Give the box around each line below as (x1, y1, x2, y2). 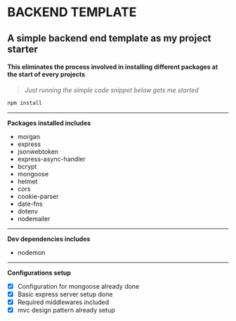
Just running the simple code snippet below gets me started (24, 86, 199, 94)
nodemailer (17, 214, 51, 223)
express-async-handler (17, 155, 86, 163)
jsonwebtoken (17, 147, 58, 155)
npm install (7, 99, 42, 106)
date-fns (17, 199, 44, 208)
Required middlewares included (17, 298, 110, 306)
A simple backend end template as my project (7, 32, 211, 44)
